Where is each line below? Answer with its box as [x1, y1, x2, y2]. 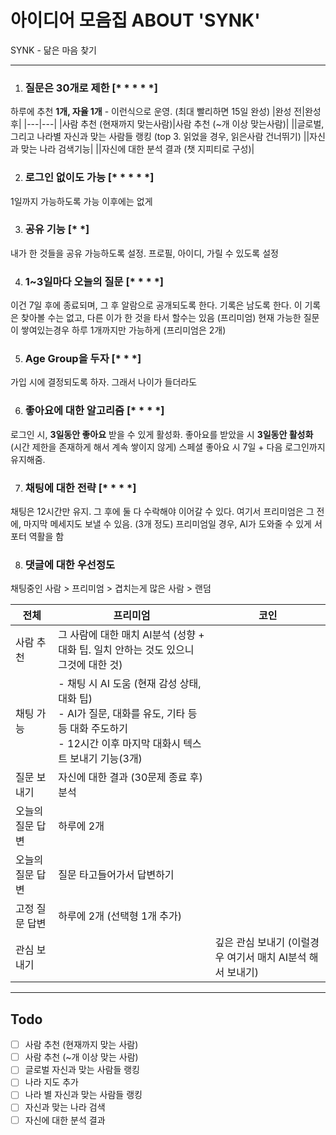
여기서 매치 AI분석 [226, 951, 307, 965]
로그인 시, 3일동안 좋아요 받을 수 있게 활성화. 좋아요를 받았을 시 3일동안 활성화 [10, 428, 314, 440]
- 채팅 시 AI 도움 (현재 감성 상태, [58, 677, 202, 691]
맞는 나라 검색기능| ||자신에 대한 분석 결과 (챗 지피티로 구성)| [20, 143, 255, 155]
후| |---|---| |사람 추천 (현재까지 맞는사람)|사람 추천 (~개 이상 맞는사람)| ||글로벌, [10, 118, 325, 130]
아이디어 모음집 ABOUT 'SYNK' [10, 9, 261, 32]
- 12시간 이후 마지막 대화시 [58, 737, 181, 751]
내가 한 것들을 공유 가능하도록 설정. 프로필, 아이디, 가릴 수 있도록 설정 [10, 247, 279, 259]
